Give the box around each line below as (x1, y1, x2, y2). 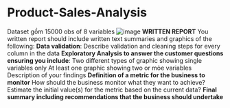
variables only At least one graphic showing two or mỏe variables (7, 64, 192, 72)
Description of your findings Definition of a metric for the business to (7, 70, 206, 79)
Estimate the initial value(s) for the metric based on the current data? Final (7, 85, 218, 94)
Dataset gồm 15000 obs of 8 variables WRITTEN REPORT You (7, 27, 209, 36)
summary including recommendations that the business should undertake (7, 92, 224, 100)
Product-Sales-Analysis (7, 5, 148, 21)
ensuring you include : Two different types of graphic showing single (7, 56, 203, 64)
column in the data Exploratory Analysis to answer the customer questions (7, 49, 224, 57)
